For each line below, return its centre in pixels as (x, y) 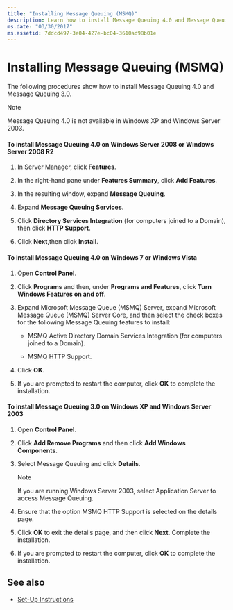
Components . (37, 450)
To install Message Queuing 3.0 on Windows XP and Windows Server (109, 406)
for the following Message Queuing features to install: (94, 322)
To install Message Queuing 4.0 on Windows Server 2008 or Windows (111, 144)
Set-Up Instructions (45, 599)
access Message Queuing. (55, 498)
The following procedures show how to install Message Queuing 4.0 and (111, 87)
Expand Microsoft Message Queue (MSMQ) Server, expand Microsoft (116, 307)
